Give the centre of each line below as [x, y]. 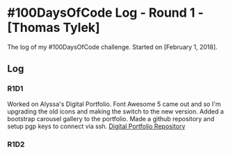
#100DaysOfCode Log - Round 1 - [105, 13]
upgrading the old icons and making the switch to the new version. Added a [115, 111]
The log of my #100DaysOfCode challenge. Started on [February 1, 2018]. [112, 47]
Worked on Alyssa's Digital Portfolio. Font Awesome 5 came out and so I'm [114, 104]
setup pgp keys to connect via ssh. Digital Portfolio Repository [96, 126]
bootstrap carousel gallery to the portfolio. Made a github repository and [111, 118]
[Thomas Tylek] [54, 28]
